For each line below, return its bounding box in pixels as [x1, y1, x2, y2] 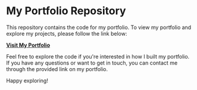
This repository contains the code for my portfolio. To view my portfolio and [6, 24, 192, 31]
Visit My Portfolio [6, 41, 51, 49]
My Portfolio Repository [6, 4, 126, 18]
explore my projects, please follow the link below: [6, 30, 127, 37]
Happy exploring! [6, 77, 49, 84]
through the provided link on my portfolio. [6, 65, 108, 72]
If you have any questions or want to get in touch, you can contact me [6, 59, 178, 66]
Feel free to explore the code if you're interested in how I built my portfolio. [6, 53, 190, 60]
